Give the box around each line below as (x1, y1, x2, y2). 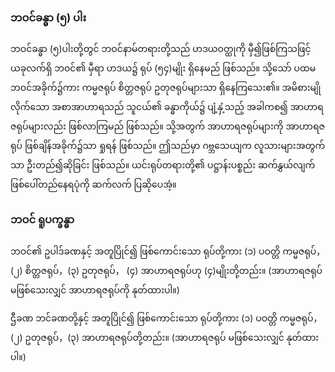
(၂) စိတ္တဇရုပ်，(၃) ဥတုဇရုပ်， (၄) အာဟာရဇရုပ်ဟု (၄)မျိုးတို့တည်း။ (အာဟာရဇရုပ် (10, 264, 323, 276)
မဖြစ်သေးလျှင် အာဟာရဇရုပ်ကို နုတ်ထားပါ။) (10, 283, 180, 296)
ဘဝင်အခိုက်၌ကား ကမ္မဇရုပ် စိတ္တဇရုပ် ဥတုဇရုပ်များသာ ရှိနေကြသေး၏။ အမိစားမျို (10, 82, 322, 94)
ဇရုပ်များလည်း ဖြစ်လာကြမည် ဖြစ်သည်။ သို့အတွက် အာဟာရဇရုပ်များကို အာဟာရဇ (10, 120, 326, 132)
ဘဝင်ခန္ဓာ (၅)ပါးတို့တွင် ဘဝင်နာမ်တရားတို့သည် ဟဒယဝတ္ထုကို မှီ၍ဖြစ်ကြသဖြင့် (10, 43, 312, 55)
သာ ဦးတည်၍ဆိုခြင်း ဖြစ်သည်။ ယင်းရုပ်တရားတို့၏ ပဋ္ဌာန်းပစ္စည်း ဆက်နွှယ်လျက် (10, 159, 316, 171)
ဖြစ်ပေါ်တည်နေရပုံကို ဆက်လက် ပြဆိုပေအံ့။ (10, 178, 177, 191)
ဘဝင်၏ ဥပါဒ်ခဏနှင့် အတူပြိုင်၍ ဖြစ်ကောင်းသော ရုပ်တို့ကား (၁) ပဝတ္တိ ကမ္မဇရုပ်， (10, 245, 326, 257)
